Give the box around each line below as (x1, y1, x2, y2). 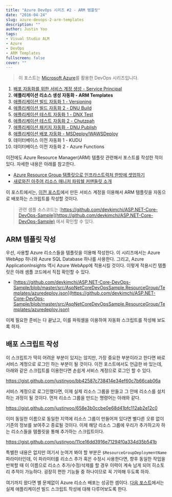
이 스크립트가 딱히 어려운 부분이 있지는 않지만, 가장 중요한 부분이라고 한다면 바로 (6, 354, 166, 360)
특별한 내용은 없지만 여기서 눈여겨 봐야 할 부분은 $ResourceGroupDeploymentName (6, 449, 167, 455)
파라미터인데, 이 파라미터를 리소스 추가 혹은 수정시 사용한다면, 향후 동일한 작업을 (6, 455, 166, 462)
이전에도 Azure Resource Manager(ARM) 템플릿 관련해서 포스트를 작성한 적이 (6, 155, 163, 161)
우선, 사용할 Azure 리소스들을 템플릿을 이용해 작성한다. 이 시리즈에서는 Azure (6, 250, 160, 256)
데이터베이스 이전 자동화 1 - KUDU (13, 137, 82, 143)
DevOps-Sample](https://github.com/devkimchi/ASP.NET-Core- (18, 212, 154, 218)
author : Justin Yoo (6, 27, 48, 32)
